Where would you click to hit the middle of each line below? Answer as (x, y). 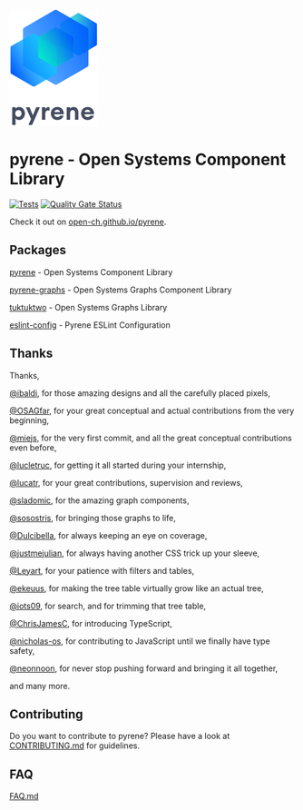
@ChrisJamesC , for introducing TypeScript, (91, 623)
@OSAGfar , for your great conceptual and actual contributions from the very (152, 410)
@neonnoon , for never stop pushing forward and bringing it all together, (144, 668)
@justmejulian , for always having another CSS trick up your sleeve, (135, 553)
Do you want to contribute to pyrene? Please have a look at (120, 736)
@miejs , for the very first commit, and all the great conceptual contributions (151, 438)
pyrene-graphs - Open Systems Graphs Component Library (121, 290)
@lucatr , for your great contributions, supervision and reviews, (126, 482)
